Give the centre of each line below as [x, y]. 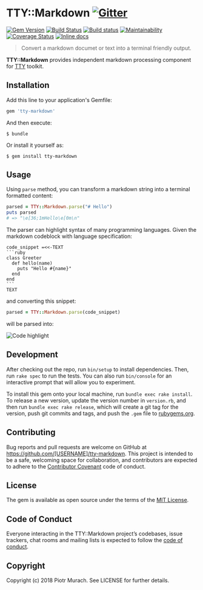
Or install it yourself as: [35, 145]
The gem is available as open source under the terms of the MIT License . [98, 500]
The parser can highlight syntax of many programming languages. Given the [101, 230]
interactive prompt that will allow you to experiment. [71, 382]
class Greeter [24, 258]
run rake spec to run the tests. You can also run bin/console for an [89, 376]
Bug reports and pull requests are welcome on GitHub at [77, 447]
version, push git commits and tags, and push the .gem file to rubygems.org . [101, 413]
